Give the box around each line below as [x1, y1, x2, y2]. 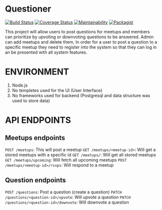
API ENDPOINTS [5, 115, 71, 126]
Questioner [5, 3, 52, 15]
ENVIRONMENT [5, 66, 69, 77]
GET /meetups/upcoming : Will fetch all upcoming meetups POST [5, 157, 127, 163]
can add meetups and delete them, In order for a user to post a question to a [5, 39, 157, 45]
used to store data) [12, 98, 50, 104]
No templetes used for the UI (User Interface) [12, 87, 103, 93]
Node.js [12, 82, 28, 88]
